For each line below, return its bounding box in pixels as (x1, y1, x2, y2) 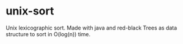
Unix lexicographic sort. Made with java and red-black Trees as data (5, 24, 178, 31)
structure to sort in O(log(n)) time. (5, 30, 91, 37)
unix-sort (5, 4, 54, 18)
